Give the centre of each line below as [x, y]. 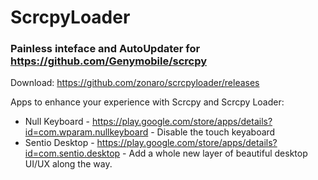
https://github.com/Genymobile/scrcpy [109, 61]
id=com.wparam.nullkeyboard [86, 132]
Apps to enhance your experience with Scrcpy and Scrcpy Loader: [147, 102]
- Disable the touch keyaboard [213, 132]
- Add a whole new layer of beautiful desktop [215, 153]
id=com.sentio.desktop [72, 153]
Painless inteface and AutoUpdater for [105, 49]
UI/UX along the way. [68, 164]
